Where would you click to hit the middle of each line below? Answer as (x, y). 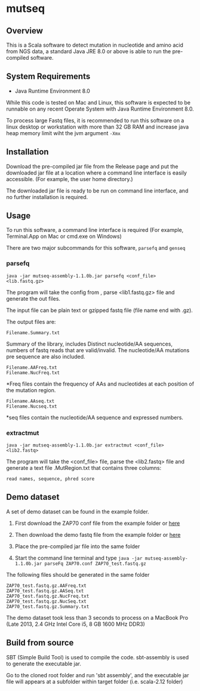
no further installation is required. (47, 197)
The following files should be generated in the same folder (78, 574)
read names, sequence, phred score (50, 479)
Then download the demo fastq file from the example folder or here (98, 534)
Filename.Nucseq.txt (32, 406)
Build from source (40, 643)
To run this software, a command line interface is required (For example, (95, 230)
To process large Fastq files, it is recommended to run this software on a (95, 120)
